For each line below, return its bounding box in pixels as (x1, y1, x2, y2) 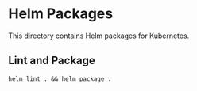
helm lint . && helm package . (8, 74, 112, 83)
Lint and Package (8, 54, 95, 67)
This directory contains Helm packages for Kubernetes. (8, 31, 190, 40)
